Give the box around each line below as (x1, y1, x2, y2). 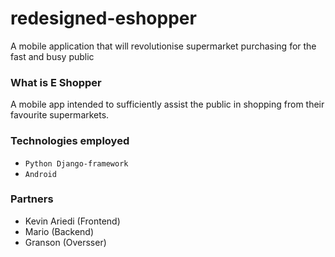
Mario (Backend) (24, 225, 95, 237)
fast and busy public (10, 50, 95, 62)
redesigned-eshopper (10, 7, 197, 30)
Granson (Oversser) (24, 236, 107, 248)
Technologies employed (10, 134, 130, 148)
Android (24, 169, 57, 179)
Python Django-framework (24, 158, 129, 169)
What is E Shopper (10, 75, 102, 89)
